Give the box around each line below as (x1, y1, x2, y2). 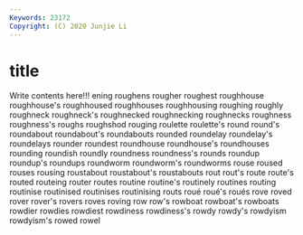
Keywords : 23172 (9, 13, 71, 23)
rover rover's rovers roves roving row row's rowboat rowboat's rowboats (9, 196, 279, 207)
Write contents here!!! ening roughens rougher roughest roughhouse (9, 90, 265, 101)
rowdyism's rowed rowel (9, 215, 101, 226)
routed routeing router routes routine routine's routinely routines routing (9, 177, 277, 188)
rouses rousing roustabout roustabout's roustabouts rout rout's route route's (9, 167, 294, 178)
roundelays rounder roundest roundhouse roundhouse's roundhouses (9, 138, 270, 149)
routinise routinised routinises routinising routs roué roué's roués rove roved (9, 186, 292, 197)
